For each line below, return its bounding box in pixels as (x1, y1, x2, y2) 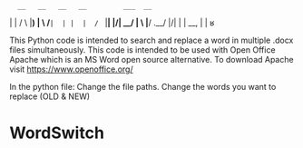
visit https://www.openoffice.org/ (9, 64, 133, 74)
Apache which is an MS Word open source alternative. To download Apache (9, 54, 294, 64)
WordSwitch (9, 123, 104, 143)
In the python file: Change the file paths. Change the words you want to (9, 82, 277, 92)
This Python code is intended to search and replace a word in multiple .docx (9, 35, 294, 45)
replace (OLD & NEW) (9, 91, 91, 102)
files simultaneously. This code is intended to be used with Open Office (9, 44, 276, 55)
